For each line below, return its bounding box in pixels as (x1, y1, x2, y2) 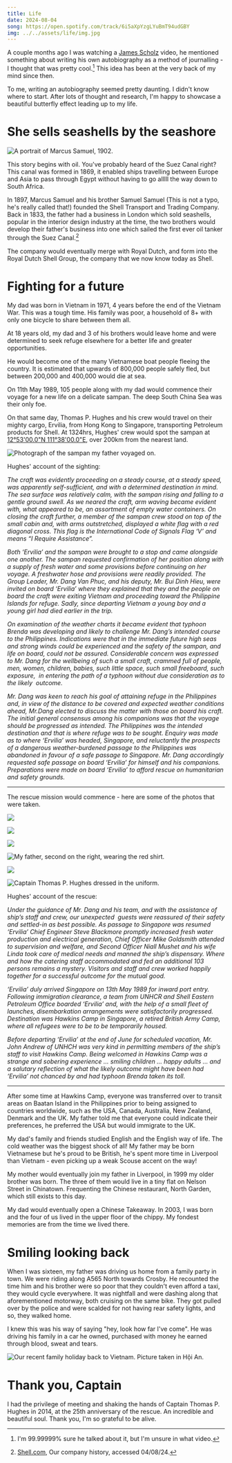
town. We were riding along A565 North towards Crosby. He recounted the (7, 1275, 220, 1283)
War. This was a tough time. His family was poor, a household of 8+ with (7, 308, 213, 317)
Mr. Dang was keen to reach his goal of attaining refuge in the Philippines (7, 692, 217, 700)
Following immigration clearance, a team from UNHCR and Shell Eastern (7, 993, 214, 1001)
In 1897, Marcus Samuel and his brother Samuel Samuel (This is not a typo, (7, 195, 220, 204)
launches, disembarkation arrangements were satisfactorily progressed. (7, 1007, 214, 1016)
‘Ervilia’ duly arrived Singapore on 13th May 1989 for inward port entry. (7, 985, 210, 994)
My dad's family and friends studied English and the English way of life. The (7, 1135, 223, 1143)
